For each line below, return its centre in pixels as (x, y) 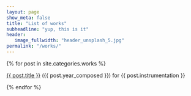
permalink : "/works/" (34, 46)
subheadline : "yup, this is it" (47, 29)
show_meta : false (28, 18)
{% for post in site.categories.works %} (56, 63)
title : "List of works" (37, 23)
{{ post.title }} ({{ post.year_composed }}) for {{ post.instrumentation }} (96, 75)
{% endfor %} (24, 87)
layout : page (23, 12)
